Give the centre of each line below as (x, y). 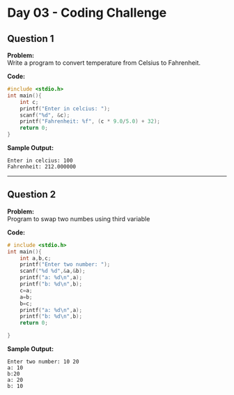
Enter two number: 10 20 (43, 362)
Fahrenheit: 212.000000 (42, 167)
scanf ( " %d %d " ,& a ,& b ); (53, 271)
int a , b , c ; (36, 258)
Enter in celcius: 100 (40, 161)
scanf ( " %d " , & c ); (45, 115)
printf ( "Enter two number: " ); (65, 264)
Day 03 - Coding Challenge (87, 13)
